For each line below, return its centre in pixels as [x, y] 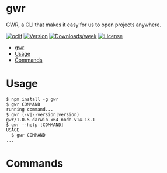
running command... [30, 109]
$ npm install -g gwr [32, 99]
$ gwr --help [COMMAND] [35, 125]
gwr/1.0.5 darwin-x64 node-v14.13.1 [51, 120]
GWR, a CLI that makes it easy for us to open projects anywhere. [84, 25]
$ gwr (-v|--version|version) [43, 114]
